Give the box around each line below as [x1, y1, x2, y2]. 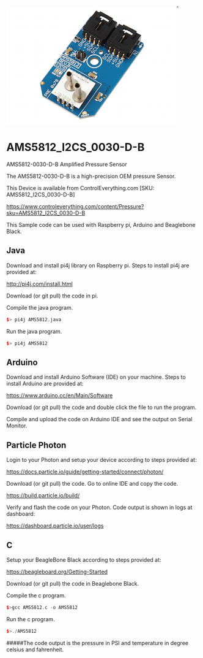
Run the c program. [6, 615, 55, 622]
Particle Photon [6, 440, 67, 450]
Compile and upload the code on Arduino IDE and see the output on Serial [6, 416, 193, 423]
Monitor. [6, 422, 28, 429]
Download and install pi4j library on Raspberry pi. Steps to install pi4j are [6, 261, 190, 269]
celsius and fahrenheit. [6, 646, 64, 653]
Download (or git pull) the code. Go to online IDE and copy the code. [6, 480, 179, 488]
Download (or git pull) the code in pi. [6, 292, 98, 299]
